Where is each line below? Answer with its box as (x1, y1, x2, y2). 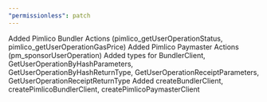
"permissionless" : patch (8, 11, 91, 20)
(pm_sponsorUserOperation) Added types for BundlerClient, (8, 50, 206, 60)
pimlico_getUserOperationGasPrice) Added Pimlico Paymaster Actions (8, 41, 239, 52)
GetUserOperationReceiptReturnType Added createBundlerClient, (8, 76, 224, 85)
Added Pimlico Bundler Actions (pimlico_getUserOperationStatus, (8, 33, 223, 43)
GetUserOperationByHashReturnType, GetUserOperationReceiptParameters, (8, 67, 259, 76)
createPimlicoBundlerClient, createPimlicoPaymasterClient (8, 84, 201, 94)
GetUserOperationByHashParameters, (8, 59, 134, 69)
